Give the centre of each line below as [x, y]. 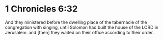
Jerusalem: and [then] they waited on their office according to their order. [80, 32]
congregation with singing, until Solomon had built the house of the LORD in [82, 27]
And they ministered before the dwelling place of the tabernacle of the [76, 22]
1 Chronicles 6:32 [41, 9]
